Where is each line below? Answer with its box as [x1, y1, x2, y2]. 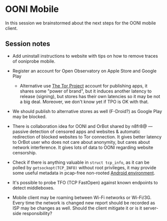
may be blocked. [12, 113, 47, 119]
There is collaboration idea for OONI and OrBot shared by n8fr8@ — [12, 123, 153, 129]
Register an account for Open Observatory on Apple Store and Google [12, 68, 157, 74]
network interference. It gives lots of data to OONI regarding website [12, 144, 154, 150]
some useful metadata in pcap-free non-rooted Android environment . [12, 170, 156, 176]
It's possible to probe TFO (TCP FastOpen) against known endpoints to [12, 179, 158, 185]
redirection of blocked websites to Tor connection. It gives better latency [12, 133, 162, 140]
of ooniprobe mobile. [12, 58, 56, 64]
